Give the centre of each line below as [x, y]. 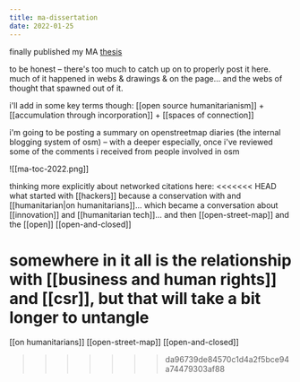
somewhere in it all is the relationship [150, 260]
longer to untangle [79, 317]
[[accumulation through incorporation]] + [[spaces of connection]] [132, 115]
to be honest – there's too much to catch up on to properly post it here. [140, 69]
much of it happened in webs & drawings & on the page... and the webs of [146, 78]
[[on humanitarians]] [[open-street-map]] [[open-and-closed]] [124, 343]
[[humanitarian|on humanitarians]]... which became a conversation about [144, 205]
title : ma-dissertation [54, 17]
